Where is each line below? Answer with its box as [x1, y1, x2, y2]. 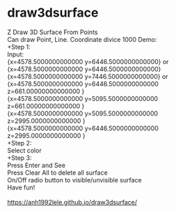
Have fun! [7, 183, 35, 191]
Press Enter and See [7, 161, 66, 169]
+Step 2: [7, 139, 32, 147]
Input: [7, 50, 24, 58]
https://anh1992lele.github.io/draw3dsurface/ [7, 198, 138, 206]
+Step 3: [7, 153, 33, 161]
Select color [7, 146, 42, 155]
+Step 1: [7, 42, 31, 51]
